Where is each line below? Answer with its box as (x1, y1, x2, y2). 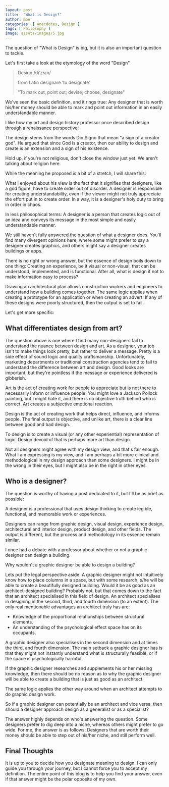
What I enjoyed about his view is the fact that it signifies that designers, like (5, 180, 162, 186)
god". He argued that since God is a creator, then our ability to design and (5, 140, 158, 146)
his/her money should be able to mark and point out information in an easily (5, 104, 162, 110)
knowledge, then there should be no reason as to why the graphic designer (5, 670, 161, 676)
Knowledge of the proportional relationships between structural (12, 613, 145, 619)
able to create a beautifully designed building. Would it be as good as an (5, 582, 155, 588)
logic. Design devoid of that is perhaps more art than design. (5, 436, 131, 442)
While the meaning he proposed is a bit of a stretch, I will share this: (5, 170, 146, 176)
